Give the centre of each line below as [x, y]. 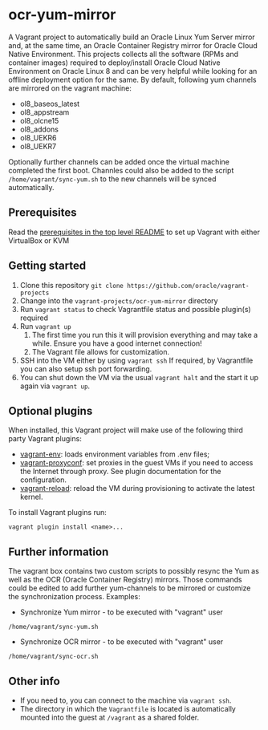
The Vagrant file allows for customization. [101, 351]
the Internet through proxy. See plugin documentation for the [120, 472]
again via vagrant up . [55, 386]
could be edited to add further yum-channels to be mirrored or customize [130, 588]
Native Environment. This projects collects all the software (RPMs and [124, 54]
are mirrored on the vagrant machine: [70, 88]
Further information [59, 552]
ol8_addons [39, 129]
